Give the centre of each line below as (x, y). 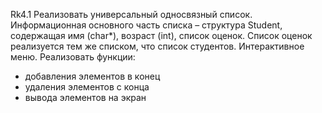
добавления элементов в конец (92, 76)
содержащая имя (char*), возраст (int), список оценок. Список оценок (161, 35)
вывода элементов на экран (85, 97)
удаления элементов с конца (87, 87)
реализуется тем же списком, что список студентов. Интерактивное (157, 46)
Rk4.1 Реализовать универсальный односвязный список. (131, 14)
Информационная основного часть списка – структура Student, (146, 25)
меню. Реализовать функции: (73, 57)
